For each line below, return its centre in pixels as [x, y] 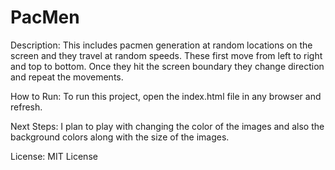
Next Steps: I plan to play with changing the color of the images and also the [167, 126]
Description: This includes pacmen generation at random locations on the [161, 45]
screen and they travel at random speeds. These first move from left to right [166, 55]
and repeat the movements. [67, 77]
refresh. [26, 107]
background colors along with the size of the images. [120, 137]
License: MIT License [54, 156]
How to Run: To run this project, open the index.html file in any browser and [166, 96]
